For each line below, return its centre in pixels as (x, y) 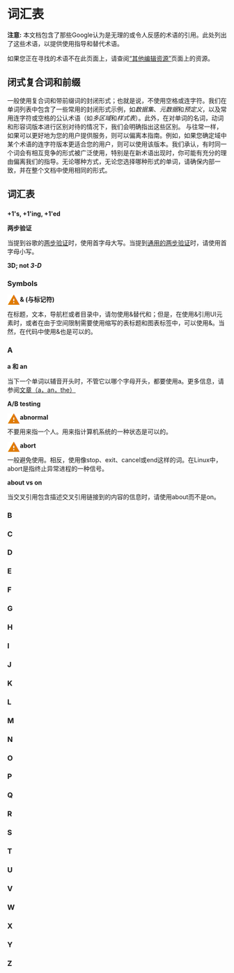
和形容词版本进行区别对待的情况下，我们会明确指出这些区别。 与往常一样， (115, 127)
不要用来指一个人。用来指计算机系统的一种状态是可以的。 (89, 432)
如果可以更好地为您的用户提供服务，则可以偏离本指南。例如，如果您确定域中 (117, 135)
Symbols (23, 283)
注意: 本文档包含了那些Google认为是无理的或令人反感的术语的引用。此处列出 (117, 35)
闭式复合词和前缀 (44, 82)
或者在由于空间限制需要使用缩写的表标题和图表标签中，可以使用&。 (122, 323)
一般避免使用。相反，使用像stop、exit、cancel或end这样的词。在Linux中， (115, 459)
